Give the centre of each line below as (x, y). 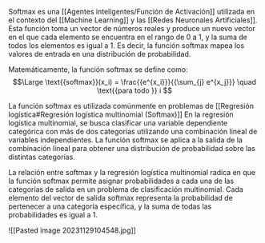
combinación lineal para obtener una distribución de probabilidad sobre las (132, 148)
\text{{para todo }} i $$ (135, 90)
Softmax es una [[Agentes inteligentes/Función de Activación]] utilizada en (132, 12)
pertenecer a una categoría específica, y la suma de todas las (110, 206)
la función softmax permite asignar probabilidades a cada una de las (121, 181)
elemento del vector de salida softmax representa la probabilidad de (121, 198)
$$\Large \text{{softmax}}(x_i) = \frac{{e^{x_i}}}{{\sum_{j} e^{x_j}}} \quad (135, 82)
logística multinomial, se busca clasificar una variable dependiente (118, 123)
